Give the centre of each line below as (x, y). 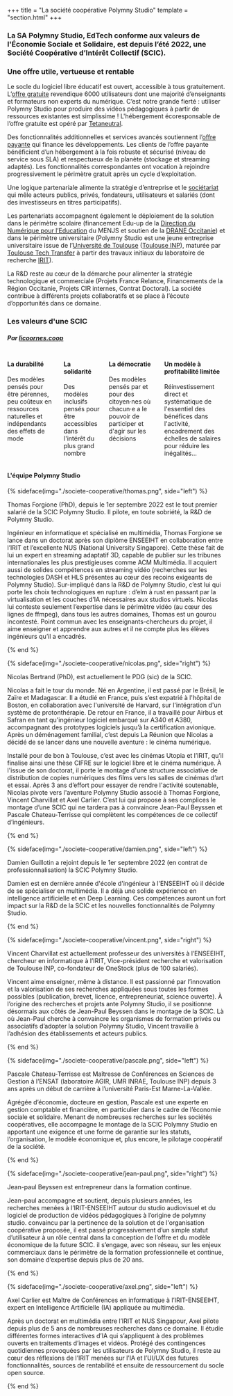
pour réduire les (187, 446)
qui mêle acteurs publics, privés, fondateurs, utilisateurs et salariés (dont (111, 195)
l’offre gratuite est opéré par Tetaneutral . (65, 124)
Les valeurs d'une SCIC (48, 322)
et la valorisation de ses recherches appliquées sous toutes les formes (108, 989)
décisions (122, 438)
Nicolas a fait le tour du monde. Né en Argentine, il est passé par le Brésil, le (116, 690)
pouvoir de (124, 416)
